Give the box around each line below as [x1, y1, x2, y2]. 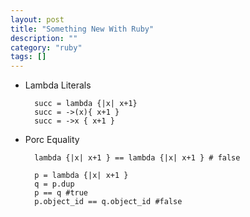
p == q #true [34, 188, 89, 198]
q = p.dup [34, 179, 75, 190]
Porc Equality [24, 134, 80, 146]
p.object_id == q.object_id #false [34, 197, 183, 207]
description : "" [10, 33, 78, 43]
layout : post [10, 14, 65, 25]
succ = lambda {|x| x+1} [34, 99, 138, 109]
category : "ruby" [10, 42, 83, 53]
